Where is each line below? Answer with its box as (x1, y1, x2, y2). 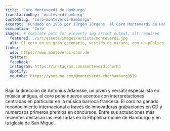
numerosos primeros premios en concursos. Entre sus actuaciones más (5, 109, 155, 115)
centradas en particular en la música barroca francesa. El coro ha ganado (5, 98, 159, 104)
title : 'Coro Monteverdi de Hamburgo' (5, 7, 87, 13)
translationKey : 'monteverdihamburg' (5, 12, 85, 17)
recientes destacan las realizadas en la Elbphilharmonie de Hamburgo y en (5, 114, 161, 120)
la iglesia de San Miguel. (5, 120, 56, 126)
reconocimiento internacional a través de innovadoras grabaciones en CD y (5, 104, 163, 110)
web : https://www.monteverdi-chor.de (10, 50, 90, 55)
